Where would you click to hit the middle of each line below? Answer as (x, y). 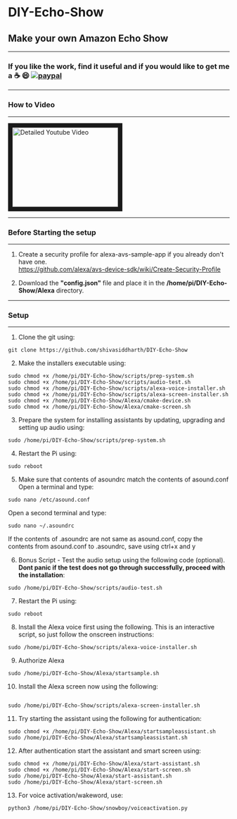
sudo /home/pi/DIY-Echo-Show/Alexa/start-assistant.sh (90, 776)
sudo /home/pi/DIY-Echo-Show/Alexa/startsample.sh (84, 674)
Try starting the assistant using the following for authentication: (110, 719)
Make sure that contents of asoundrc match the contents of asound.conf (123, 479)
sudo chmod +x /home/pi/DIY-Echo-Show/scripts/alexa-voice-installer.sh (117, 388)
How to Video (32, 105)
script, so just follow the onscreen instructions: (86, 634)
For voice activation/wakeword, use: (71, 795)
